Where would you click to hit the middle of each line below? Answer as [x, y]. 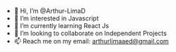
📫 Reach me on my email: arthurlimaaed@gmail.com [92, 41]
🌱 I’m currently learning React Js [61, 26]
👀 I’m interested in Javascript [56, 18]
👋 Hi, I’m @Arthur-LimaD [50, 11]
